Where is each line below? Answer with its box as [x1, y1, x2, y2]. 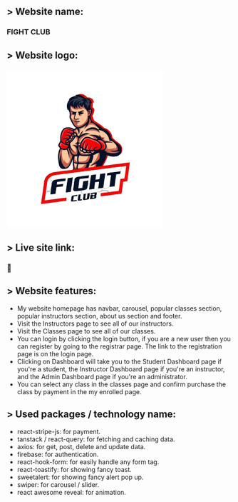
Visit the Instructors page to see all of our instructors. [16, 319, 174, 328]
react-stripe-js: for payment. [16, 427, 101, 436]
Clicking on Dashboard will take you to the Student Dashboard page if [16, 357, 222, 366]
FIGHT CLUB [6, 27, 51, 37]
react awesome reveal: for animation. [16, 488, 126, 496]
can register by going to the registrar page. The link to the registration [16, 342, 222, 351]
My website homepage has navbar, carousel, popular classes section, [16, 303, 222, 313]
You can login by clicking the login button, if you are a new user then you [16, 334, 231, 343]
